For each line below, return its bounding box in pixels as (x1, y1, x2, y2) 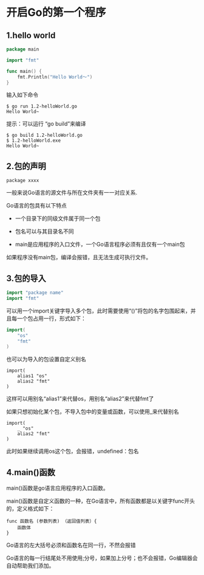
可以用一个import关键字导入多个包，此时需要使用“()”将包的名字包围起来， (6, 307, 191, 314)
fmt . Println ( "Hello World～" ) (17, 74, 93, 80)
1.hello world (6, 30, 56, 40)
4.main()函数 (6, 467, 56, 478)
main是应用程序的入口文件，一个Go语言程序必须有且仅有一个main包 (15, 241, 185, 248)
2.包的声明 (6, 161, 47, 171)
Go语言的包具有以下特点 (6, 202, 67, 209)
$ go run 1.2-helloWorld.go (6, 103, 78, 110)
